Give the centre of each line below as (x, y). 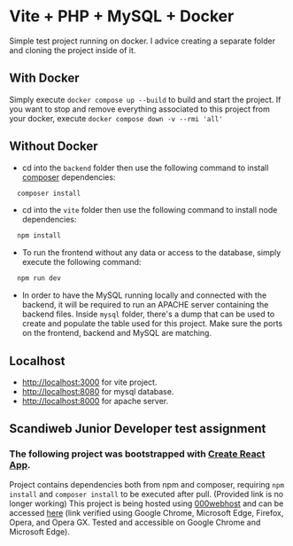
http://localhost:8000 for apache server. (95, 401)
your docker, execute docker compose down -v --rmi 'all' (116, 118)
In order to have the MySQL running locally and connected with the (144, 295)
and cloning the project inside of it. (73, 50)
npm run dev (39, 278)
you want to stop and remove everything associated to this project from (139, 109)
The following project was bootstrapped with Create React (137, 454)
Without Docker (54, 147)
